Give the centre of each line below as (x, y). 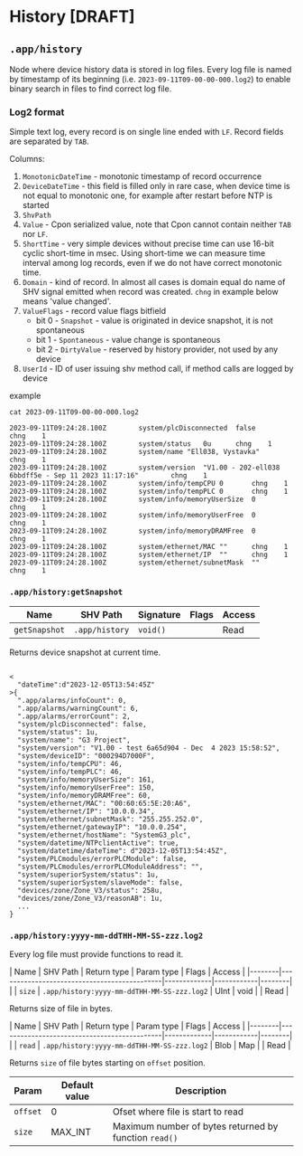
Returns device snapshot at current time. (85, 652)
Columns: (27, 159)
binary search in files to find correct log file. (91, 89)
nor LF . (35, 234)
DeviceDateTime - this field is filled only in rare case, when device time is (156, 186)
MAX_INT (71, 1132)
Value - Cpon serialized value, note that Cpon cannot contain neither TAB (156, 224)
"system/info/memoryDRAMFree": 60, (84, 795)
